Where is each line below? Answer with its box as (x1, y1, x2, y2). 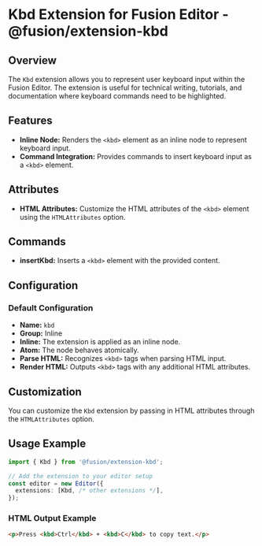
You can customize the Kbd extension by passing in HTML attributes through (8, 406, 255, 415)
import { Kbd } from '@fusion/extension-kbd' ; (8, 458, 164, 466)
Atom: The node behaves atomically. (19, 345, 139, 355)
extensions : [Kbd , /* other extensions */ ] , (15, 487, 164, 495)
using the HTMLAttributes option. (19, 212, 126, 221)
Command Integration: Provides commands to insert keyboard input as (19, 151, 252, 161)
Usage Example (8, 437, 87, 451)
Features (8, 114, 53, 128)
